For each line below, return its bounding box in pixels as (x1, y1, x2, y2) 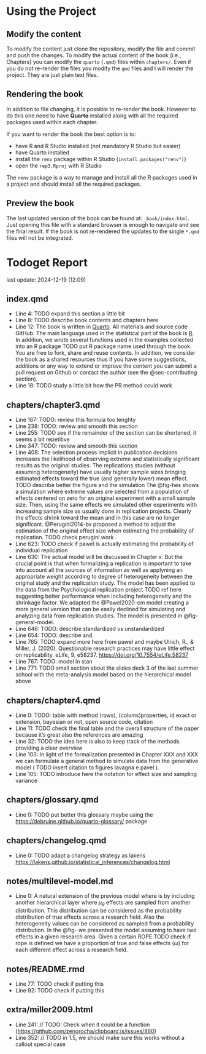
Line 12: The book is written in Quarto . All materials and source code (15, 323, 188, 330)
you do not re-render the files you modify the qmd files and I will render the (6, 65, 194, 72)
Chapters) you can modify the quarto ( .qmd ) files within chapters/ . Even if (6, 58, 192, 65)
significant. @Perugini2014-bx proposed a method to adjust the (15, 521, 176, 528)
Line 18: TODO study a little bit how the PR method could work (15, 382, 173, 389)
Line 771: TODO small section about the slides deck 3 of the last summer (15, 664, 199, 672)
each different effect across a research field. (15, 946, 128, 954)
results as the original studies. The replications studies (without (15, 462, 176, 469)
